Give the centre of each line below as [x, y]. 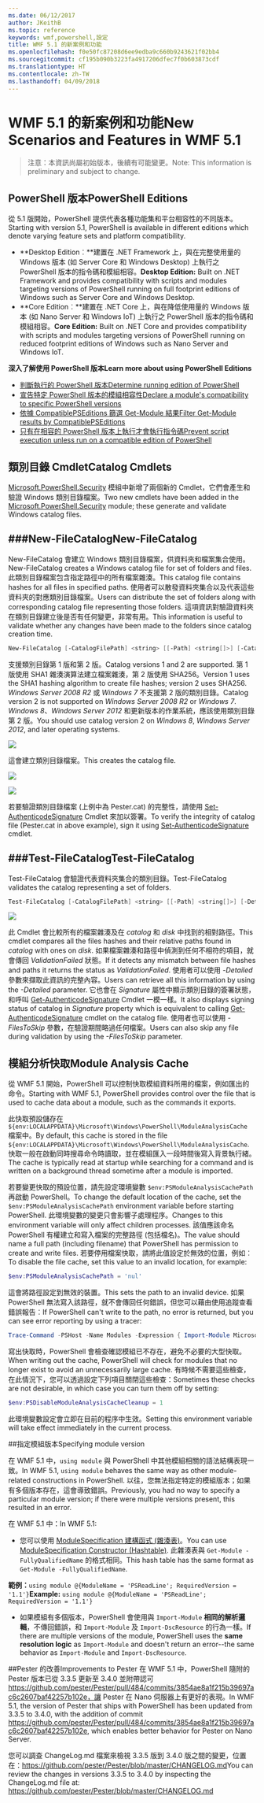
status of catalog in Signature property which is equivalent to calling [119, 1009]
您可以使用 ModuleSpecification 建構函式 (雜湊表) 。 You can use [123, 1540]
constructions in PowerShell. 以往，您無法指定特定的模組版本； [135, 1480]
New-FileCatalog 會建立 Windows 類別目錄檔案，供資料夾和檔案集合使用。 [129, 559]
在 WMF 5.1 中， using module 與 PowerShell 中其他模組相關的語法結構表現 [128, 1461]
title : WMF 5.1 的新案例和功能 [55, 45]
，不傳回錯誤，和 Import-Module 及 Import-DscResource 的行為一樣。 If [139, 1627]
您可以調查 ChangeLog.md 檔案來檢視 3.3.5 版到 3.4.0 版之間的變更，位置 [127, 1755]
